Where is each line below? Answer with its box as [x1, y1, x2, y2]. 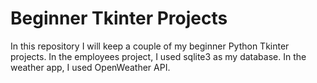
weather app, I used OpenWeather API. [10, 61, 171, 73]
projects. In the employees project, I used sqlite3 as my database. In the [10, 50, 307, 62]
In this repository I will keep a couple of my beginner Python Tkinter [10, 40, 290, 52]
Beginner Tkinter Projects [10, 7, 228, 30]
